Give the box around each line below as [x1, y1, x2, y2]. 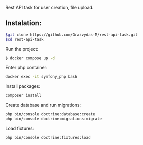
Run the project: [5, 46, 39, 52]
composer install [5, 93, 42, 98]
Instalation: [5, 19, 42, 27]
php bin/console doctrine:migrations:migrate [5, 116, 102, 122]
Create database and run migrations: [5, 102, 81, 108]
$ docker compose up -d [5, 55, 55, 61]
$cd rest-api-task [5, 37, 44, 42]
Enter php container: [5, 65, 48, 71]
